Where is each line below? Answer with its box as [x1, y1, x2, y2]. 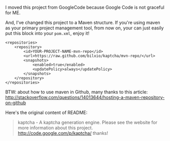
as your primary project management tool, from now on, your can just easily [5, 25, 164, 31]
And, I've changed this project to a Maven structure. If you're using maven [5, 20, 161, 25]
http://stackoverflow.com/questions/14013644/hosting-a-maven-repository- [5, 94, 165, 100]
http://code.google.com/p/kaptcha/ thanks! [17, 130, 108, 136]
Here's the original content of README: [5, 110, 88, 116]
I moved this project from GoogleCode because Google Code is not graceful [5, 5, 165, 10]
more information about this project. [17, 125, 93, 131]
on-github [5, 100, 26, 105]
